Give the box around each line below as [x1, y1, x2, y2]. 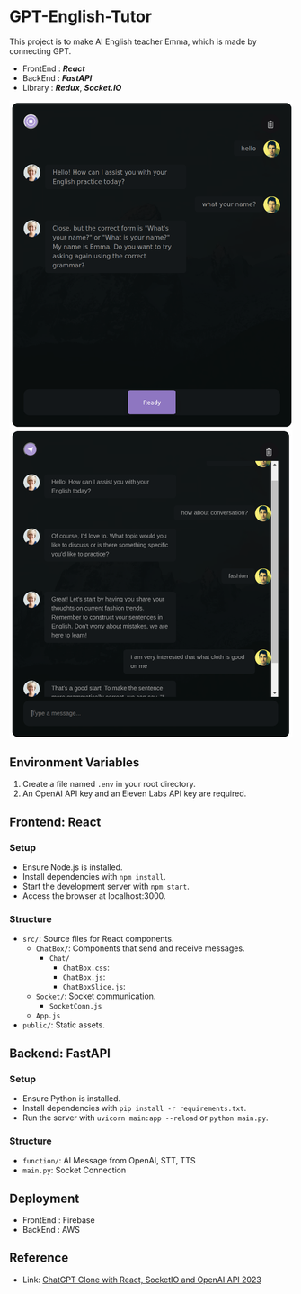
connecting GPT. [9, 45, 72, 56]
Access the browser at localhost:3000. [22, 890, 166, 901]
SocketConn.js [49, 1002, 102, 1011]
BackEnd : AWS [22, 1225, 81, 1235]
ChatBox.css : [62, 962, 110, 973]
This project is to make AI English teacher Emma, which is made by [9, 36, 258, 47]
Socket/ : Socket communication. [35, 991, 156, 1001]
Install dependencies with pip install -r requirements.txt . [22, 1102, 247, 1113]
